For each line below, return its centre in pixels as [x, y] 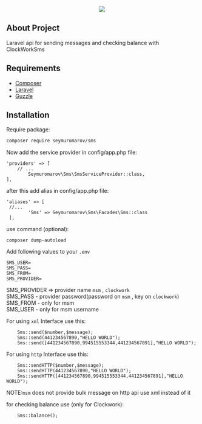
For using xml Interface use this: [46, 321]
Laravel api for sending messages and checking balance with [83, 43]
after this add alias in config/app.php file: [58, 191]
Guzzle [24, 96]
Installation [28, 115]
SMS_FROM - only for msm [40, 303]
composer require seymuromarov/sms [51, 141]
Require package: [28, 130]
